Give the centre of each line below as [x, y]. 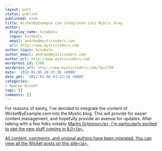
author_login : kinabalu [29, 50]
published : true [21, 18]
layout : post [18, 9]
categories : [17, 81]
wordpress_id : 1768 [25, 63]
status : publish [21, 14]
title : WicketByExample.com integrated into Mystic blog [64, 23]
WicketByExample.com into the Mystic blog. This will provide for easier [76, 113]
